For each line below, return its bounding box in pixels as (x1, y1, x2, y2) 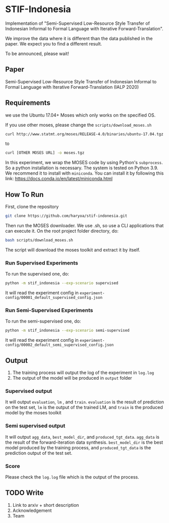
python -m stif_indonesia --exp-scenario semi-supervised (5, 328, 130, 333)
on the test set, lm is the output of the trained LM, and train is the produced (5, 404, 163, 410)
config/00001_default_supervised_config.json (5, 295, 102, 300)
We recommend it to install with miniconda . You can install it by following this (5, 170, 164, 176)
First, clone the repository (5, 203, 59, 210)
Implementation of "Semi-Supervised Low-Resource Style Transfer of (5, 20, 150, 26)
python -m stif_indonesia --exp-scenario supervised (5, 281, 119, 286)
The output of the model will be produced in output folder (12, 375, 132, 381)
